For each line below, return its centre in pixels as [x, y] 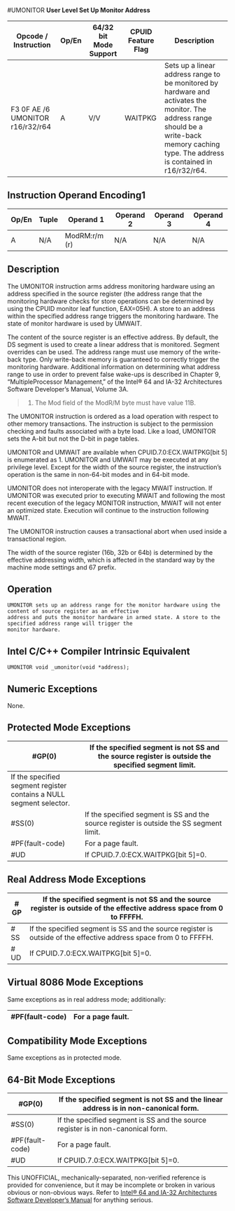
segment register [39, 785]
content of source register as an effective [73, 611]
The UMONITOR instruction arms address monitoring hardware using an [111, 286]
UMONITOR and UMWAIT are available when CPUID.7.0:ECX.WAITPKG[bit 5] [117, 452]
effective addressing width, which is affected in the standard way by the [111, 560]
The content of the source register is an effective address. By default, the [113, 337]
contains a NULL [38, 794]
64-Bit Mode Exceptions [61, 1080]
